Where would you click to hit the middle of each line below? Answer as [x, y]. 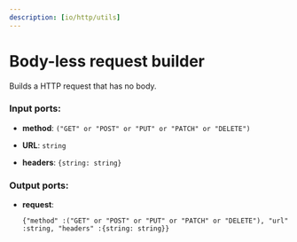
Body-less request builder [107, 61]
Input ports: [35, 109]
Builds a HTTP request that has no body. [83, 86]
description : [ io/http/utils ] [65, 17]
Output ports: [39, 185]
